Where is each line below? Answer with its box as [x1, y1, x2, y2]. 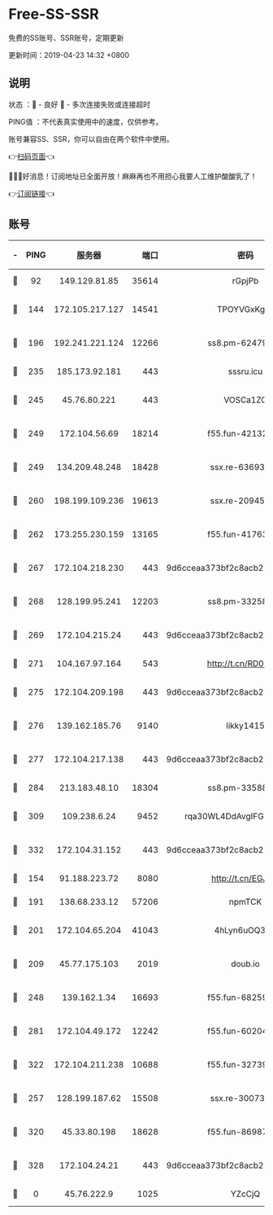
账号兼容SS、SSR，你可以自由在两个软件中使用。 [8, 134, 174, 143]
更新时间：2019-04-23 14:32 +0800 [8, 50, 130, 59]
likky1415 [226, 720, 266, 731]
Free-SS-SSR [8, 5, 99, 24]
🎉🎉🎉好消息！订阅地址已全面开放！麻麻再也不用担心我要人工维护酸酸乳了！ [8, 171, 258, 181]
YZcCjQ [230, 1188, 261, 1200]
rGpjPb [232, 274, 259, 286]
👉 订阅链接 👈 [8, 188, 55, 198]
